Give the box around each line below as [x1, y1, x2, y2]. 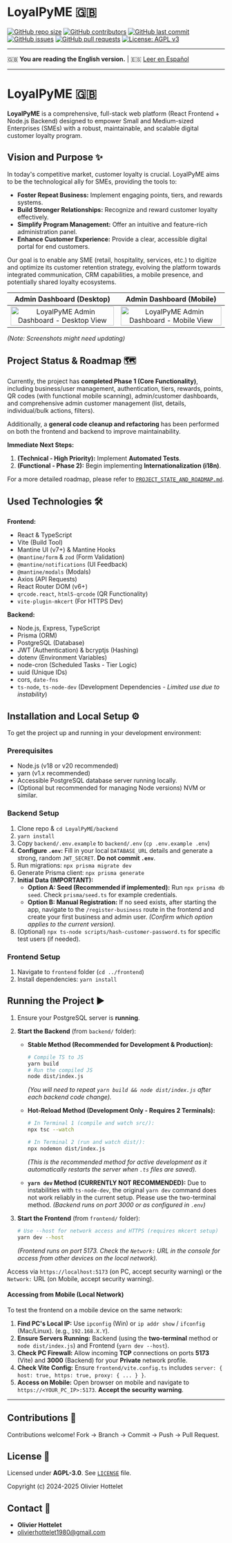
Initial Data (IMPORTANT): [17, 876, 94, 884]
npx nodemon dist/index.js [27, 1145, 106, 1152]
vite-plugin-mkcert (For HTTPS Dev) [17, 597, 124, 606]
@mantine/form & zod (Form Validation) [17, 553, 125, 561]
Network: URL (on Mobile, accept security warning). [7, 1274, 154, 1282]
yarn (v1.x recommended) [17, 769, 91, 777]
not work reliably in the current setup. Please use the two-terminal [27, 1193, 216, 1201]
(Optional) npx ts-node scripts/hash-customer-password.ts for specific [17, 927, 221, 935]
